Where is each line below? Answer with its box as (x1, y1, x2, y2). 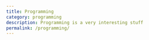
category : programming (6, 14, 62, 20)
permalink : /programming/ (6, 25, 69, 31)
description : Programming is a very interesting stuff (6, 19, 144, 25)
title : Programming (6, 8, 54, 15)
